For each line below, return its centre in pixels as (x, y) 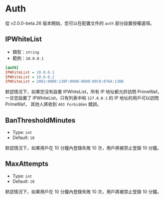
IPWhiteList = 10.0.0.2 (30, 77)
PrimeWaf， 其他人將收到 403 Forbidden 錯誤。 (53, 104)
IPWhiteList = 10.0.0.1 (30, 72)
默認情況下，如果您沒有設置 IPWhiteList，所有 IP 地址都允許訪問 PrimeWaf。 (83, 92)
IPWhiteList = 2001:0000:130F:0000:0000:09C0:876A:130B (64, 81)
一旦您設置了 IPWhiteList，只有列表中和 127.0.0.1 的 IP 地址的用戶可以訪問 (82, 98)
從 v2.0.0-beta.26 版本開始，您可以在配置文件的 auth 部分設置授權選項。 (80, 23)
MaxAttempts (27, 164)
